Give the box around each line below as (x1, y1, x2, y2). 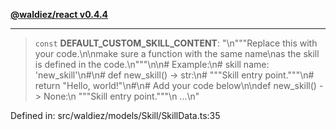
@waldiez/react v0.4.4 (10, 9, 109, 20)
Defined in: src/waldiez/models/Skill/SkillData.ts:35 (10, 110, 221, 121)
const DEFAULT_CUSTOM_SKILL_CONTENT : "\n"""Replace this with (34, 37, 318, 49)
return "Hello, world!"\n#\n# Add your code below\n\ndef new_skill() (34, 80, 317, 91)
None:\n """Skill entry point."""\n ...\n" (43, 90, 200, 102)
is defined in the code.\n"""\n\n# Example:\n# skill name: (34, 59, 270, 70)
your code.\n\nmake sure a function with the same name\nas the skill (34, 48, 320, 59)
